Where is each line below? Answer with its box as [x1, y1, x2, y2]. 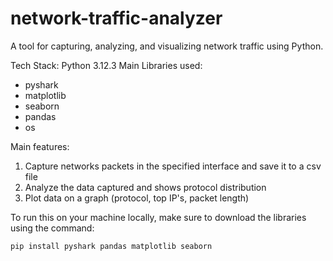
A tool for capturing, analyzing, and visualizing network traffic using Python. [10, 40, 324, 52]
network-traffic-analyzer [10, 7, 223, 30]
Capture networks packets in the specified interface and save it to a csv [24, 160, 322, 172]
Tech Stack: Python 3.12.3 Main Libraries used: [10, 59, 203, 71]
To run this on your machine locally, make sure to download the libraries [10, 211, 307, 223]
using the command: [10, 222, 95, 234]
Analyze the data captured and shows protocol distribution [24, 181, 267, 193]
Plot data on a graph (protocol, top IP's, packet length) [24, 192, 250, 204]
